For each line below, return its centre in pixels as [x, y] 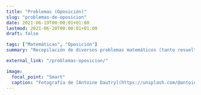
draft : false [22, 34]
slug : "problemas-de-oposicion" [46, 17]
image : [14, 71]
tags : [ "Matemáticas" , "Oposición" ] [52, 45]
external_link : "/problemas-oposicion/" [57, 61]
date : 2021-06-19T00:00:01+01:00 [48, 23]
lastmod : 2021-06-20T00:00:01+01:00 [52, 28]
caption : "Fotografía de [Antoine [54, 83]
